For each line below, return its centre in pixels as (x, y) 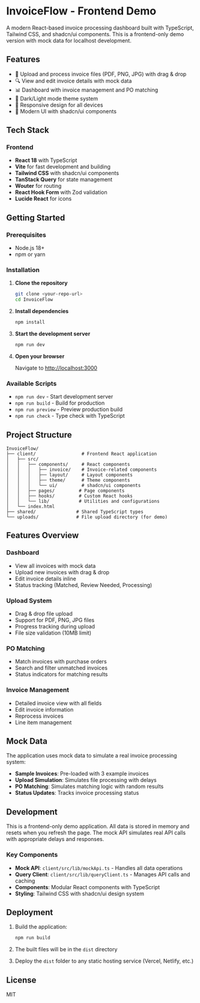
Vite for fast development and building (63, 167)
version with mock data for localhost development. (69, 40)
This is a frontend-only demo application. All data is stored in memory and (98, 827)
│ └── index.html (31, 507)
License (21, 980)
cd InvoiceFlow (34, 300)
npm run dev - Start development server (64, 397)
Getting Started (36, 218)
